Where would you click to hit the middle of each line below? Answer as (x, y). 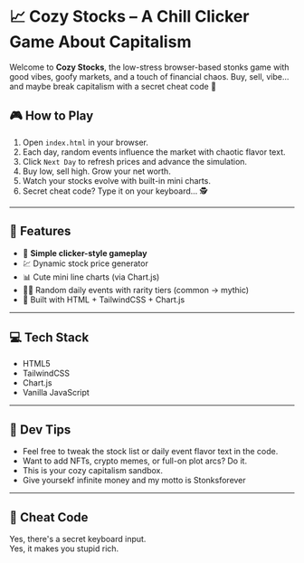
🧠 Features (40, 231)
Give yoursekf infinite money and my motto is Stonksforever (134, 481)
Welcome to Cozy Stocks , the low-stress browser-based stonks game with (149, 67)
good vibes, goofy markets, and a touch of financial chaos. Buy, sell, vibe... (149, 76)
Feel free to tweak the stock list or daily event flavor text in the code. (150, 452)
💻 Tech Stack (49, 337)
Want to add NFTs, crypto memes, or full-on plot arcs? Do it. (134, 461)
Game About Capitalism (100, 42)
